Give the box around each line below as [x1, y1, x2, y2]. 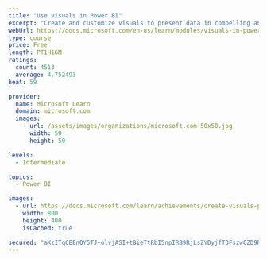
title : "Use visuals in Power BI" [8, 11, 123, 20]
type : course [8, 33, 52, 42]
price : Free [8, 41, 48, 49]
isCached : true [22, 224, 73, 232]
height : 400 [22, 216, 62, 225]
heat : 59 [8, 78, 37, 86]
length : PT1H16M [8, 48, 62, 56]
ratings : [8, 56, 37, 64]
